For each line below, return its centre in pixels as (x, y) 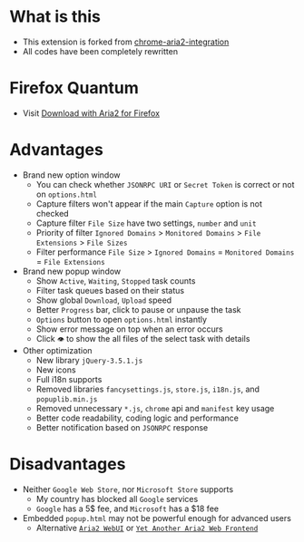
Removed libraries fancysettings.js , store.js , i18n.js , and (148, 389)
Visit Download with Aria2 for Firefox (91, 113)
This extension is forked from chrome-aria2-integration (126, 42)
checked (53, 213)
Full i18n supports (69, 379)
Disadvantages (68, 464)
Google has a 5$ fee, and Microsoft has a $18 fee (127, 508)
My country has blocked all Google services (117, 498)
